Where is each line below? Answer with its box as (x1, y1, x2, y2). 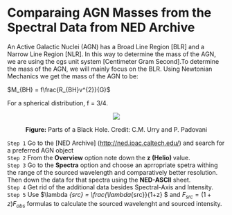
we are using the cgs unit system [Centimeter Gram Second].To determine (7, 57, 220, 65)
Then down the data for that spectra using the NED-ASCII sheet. (7, 175, 191, 184)
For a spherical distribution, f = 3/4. (7, 98, 109, 107)
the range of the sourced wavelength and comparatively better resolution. (7, 168, 218, 176)
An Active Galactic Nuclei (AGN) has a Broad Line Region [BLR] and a (7, 42, 205, 51)
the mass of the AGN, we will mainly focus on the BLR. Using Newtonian (7, 64, 213, 73)
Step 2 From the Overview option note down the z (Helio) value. (7, 153, 190, 162)
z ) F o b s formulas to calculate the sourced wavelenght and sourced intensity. (7, 199, 223, 209)
